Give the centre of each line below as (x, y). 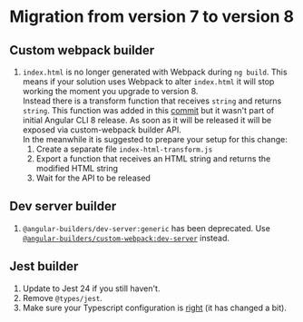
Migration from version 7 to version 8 (152, 17)
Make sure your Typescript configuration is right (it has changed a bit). (155, 307)
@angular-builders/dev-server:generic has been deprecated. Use (146, 228)
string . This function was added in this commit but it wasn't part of (148, 110)
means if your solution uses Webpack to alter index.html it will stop (148, 82)
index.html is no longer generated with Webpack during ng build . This (155, 72)
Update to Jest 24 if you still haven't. (91, 288)
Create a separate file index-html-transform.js (124, 149)
